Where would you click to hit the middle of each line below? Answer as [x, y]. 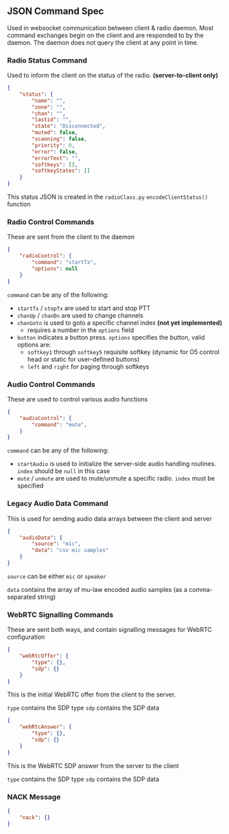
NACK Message [34, 797]
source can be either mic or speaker [57, 576]
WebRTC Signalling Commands [60, 615]
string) [47, 597]
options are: [34, 344]
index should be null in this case [63, 471]
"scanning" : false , [60, 139]
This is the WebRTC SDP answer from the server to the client [93, 765]
